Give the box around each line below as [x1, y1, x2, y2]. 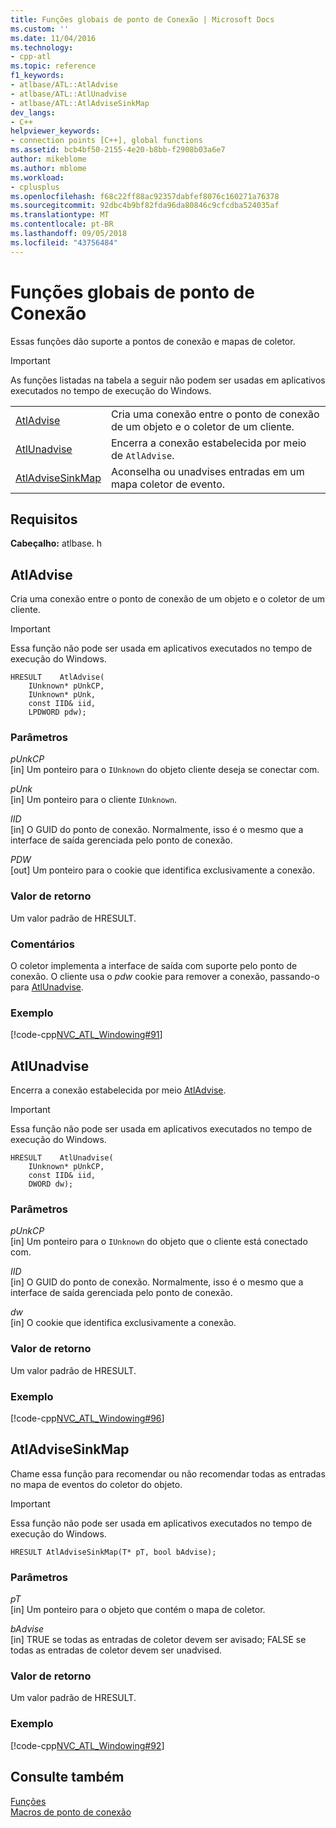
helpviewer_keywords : [10, 126, 101, 136]
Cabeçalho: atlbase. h [10, 537, 103, 550]
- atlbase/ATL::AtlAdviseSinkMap [10, 98, 150, 108]
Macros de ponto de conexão [10, 1806, 132, 1818]
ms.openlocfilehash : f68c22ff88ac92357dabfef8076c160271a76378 [10, 191, 280, 201]
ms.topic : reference [10, 61, 97, 71]
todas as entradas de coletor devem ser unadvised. [10, 1644, 223, 1656]
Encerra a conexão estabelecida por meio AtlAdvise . [10, 1084, 227, 1096]
